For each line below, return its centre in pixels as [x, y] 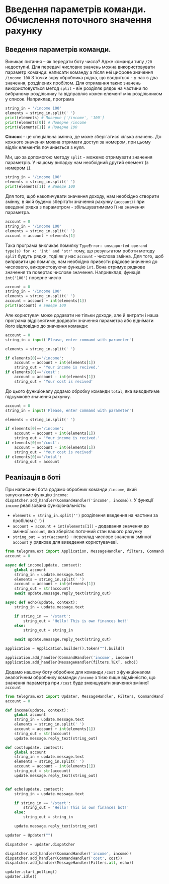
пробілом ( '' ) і [28, 521]
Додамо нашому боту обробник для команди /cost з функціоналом [78, 672]
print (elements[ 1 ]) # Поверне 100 [41, 127]
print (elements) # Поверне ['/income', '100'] [55, 118]
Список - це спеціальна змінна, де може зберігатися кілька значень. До [83, 137]
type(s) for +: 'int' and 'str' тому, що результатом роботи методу [80, 250]
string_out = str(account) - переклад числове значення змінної [82, 537]
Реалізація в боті [33, 477]
